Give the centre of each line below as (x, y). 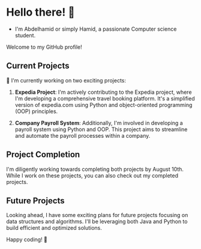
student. (25, 35)
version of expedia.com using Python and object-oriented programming (103, 105)
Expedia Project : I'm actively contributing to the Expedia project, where (103, 92)
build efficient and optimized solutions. (54, 228)
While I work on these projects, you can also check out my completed (92, 175)
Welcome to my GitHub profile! (44, 47)
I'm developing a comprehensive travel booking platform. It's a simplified (105, 98)
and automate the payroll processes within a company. (82, 135)
